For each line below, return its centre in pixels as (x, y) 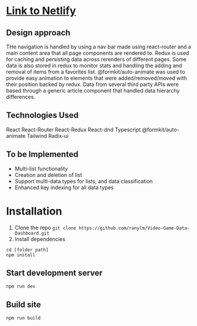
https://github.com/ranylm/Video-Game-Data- (134, 228)
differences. (21, 97)
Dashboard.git (32, 233)
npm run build (24, 318)
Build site (24, 304)
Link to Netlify (41, 11)
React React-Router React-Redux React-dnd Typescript (73, 129)
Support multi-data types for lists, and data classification (84, 181)
